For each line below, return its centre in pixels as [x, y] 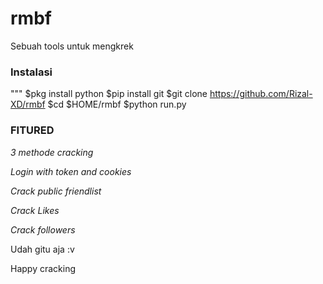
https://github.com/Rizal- [261, 94]
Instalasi [31, 72]
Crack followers [43, 229]
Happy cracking [43, 268]
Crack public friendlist [56, 191]
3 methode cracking [52, 152]
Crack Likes [35, 210]
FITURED [32, 130]
